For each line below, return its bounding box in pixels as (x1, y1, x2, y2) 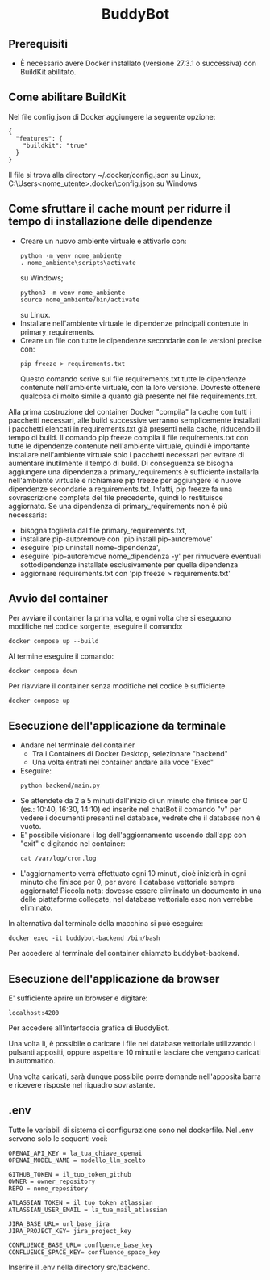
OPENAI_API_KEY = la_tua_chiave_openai (8, 1149, 143, 1157)
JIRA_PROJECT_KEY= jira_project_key (8, 1227, 131, 1235)
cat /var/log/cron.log (19, 854, 97, 863)
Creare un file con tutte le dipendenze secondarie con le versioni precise (19, 335, 262, 345)
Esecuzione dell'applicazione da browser (8, 971, 220, 986)
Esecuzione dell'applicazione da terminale (8, 718, 226, 732)
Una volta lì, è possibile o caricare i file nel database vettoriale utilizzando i (8, 1039, 256, 1049)
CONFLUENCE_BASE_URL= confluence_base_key (8, 1241, 153, 1249)
